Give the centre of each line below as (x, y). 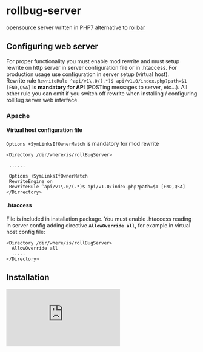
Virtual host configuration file (45, 130)
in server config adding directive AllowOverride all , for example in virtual (98, 226)
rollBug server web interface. (42, 100)
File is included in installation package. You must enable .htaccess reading (99, 219)
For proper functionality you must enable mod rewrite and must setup (93, 61)
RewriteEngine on (31, 181)
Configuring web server (52, 47)
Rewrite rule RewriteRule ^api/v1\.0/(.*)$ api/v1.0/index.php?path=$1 (97, 80)
